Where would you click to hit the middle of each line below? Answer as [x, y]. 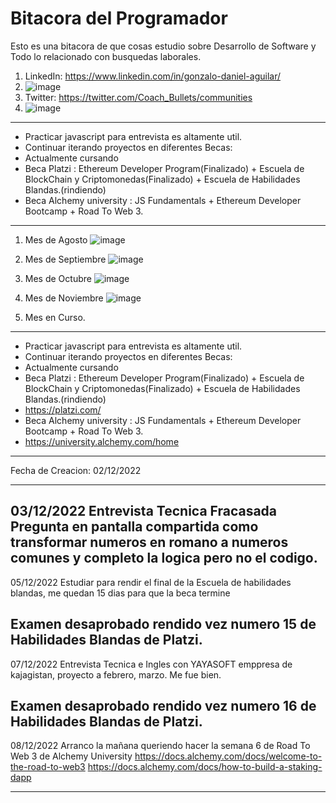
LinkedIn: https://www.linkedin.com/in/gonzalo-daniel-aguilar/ [153, 76]
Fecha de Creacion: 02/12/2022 [76, 470]
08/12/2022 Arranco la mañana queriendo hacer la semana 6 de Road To [160, 746]
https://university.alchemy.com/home [102, 441]
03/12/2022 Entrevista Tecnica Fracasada [144, 511]
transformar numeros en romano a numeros [149, 542]
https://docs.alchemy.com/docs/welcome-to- [228, 756]
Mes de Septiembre [65, 259]
